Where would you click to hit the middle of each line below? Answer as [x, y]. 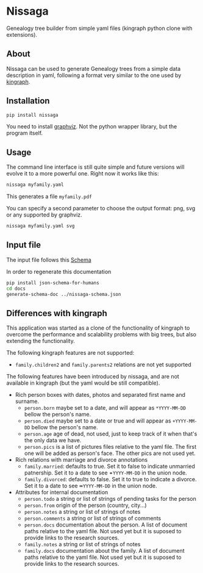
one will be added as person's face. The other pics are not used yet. [110, 453]
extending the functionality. [41, 341]
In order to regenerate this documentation [59, 272]
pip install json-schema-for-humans [53, 283]
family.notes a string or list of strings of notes [82, 544]
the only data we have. [53, 440]
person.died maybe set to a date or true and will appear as [98, 421]
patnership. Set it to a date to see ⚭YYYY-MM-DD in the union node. [105, 473]
